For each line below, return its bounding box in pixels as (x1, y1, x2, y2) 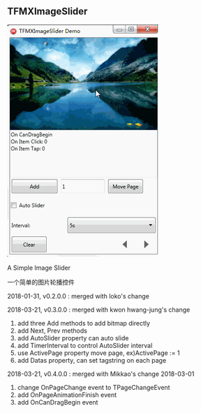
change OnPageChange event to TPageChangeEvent (17, 383, 170, 391)
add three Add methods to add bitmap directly (17, 319, 151, 327)
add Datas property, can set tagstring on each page (17, 356, 167, 364)
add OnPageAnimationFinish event (17, 391, 117, 399)
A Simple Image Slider (7, 263, 71, 272)
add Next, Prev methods (17, 326, 87, 335)
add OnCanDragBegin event (17, 398, 98, 406)
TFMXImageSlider (7, 6, 88, 17)
